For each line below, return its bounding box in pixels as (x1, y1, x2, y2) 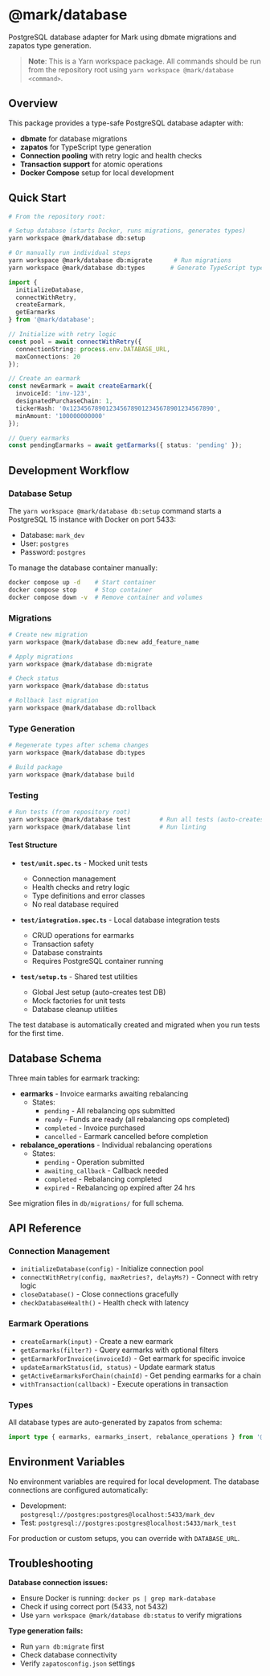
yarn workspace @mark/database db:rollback (8, 704, 157, 712)
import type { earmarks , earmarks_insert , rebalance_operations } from (8, 1432, 253, 1440)
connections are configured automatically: (8, 1485, 149, 1494)
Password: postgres (19, 547, 86, 556)
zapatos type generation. (8, 40, 92, 50)
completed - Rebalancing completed (43, 1174, 162, 1183)
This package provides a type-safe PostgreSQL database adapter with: (8, 118, 243, 128)
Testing (8, 789, 39, 801)
